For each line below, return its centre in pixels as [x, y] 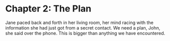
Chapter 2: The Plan [48, 9]
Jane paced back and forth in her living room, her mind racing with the [79, 22]
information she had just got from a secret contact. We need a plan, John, [83, 27]
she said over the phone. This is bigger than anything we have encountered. [85, 33]
